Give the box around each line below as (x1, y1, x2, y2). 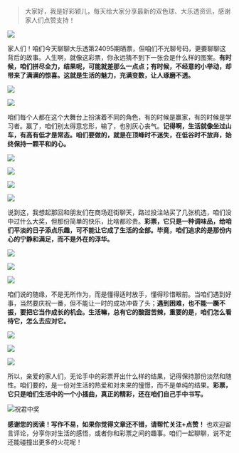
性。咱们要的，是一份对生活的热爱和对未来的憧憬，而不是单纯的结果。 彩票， (7, 381, 232, 389)
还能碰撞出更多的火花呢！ (7, 438, 83, 446)
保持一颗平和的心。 (13, 140, 70, 148)
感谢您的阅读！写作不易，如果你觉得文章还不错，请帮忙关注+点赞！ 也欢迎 (7, 420, 225, 428)
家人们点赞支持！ (24, 16, 75, 24)
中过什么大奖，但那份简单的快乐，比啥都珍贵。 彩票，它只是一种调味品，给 (7, 217, 225, 225)
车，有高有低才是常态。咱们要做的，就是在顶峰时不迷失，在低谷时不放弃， (7, 131, 225, 139)
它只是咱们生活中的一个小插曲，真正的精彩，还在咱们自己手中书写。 (7, 390, 207, 398)
